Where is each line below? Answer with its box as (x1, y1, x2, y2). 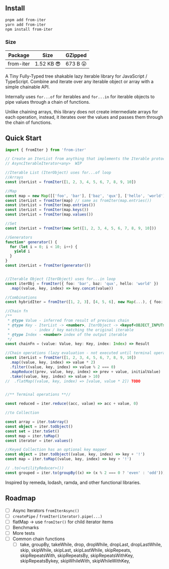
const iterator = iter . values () (5, 438, 73, 443)
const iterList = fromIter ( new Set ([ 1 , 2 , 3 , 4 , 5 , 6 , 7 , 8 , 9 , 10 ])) (5, 226, 157, 231)
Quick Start (5, 134, 42, 143)
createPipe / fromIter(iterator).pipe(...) (12, 513, 103, 519)
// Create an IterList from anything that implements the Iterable (5, 156, 150, 162)
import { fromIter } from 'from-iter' (5, 147, 87, 153)
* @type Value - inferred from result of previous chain (7, 318, 129, 323)
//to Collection (5, 410, 39, 415)
